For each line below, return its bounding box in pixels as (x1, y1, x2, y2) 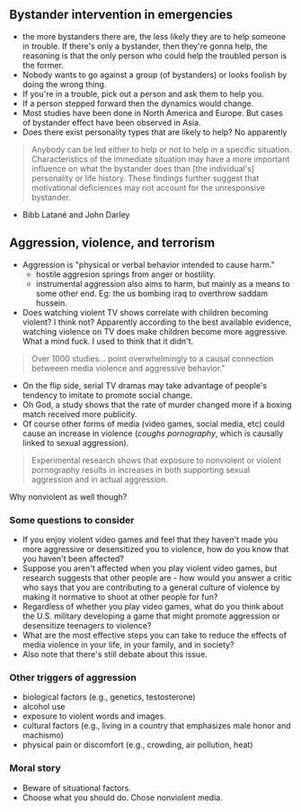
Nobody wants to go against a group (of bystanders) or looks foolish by (22, 69, 288, 80)
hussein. (35, 297, 67, 308)
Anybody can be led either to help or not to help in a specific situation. (31, 144, 292, 155)
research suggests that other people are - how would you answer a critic (22, 572, 292, 583)
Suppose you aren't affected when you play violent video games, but (22, 562, 278, 574)
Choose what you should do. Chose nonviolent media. (22, 791, 223, 803)
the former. (22, 59, 65, 70)
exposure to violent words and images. (22, 710, 166, 722)
